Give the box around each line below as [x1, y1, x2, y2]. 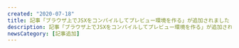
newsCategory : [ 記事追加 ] [7, 30, 80, 37]
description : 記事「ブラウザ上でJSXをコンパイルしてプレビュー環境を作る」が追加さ [7, 23, 228, 30]
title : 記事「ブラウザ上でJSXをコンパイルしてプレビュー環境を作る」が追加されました [7, 17, 230, 24]
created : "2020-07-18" [7, 10, 75, 18]
